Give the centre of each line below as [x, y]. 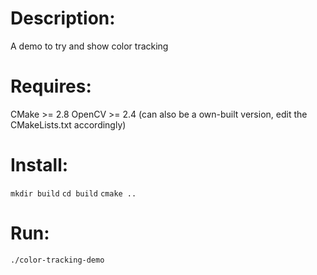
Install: [39, 165]
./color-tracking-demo [57, 260]
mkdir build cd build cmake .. [73, 193]
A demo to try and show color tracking [89, 46]
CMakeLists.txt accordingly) [68, 124]
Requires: [51, 86]
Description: [63, 18]
